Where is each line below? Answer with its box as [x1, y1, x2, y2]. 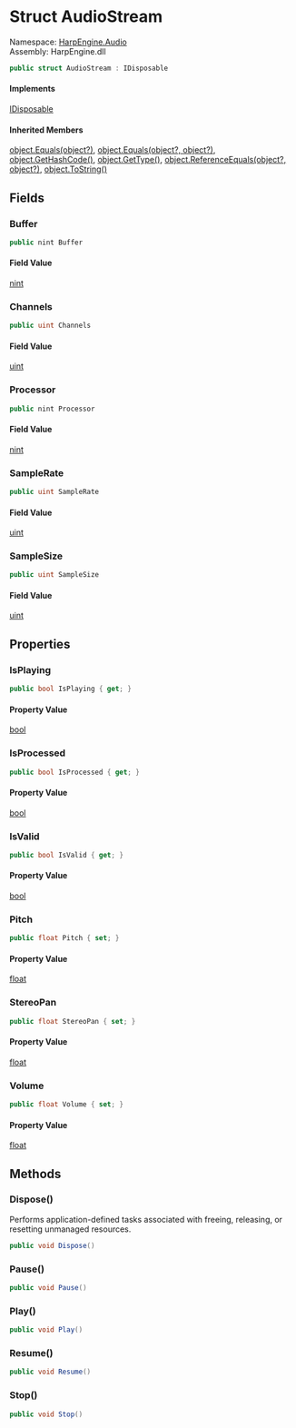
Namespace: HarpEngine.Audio [9, 36, 127, 47]
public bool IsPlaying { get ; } [9, 684, 132, 694]
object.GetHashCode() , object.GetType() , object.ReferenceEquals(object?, [9, 154, 287, 165]
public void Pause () [9, 1283, 88, 1292]
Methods [9, 1165, 62, 1182]
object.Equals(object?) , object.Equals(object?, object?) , [9, 144, 216, 155]
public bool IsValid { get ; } [9, 850, 124, 859]
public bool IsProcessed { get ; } [9, 768, 141, 777]
